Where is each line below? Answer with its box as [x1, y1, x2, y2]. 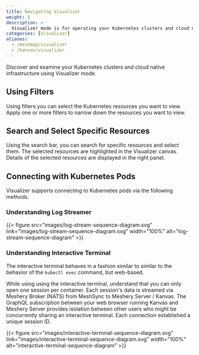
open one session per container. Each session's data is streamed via [6, 286, 174, 293]
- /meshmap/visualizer [11, 42, 68, 48]
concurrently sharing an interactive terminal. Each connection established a [6, 311, 191, 318]
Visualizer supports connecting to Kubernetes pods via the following [6, 187, 173, 194]
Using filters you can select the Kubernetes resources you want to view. [6, 102, 182, 109]
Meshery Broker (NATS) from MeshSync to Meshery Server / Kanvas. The [6, 292, 187, 299]
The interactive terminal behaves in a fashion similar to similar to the [6, 262, 172, 269]
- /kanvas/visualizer [11, 47, 65, 53]
